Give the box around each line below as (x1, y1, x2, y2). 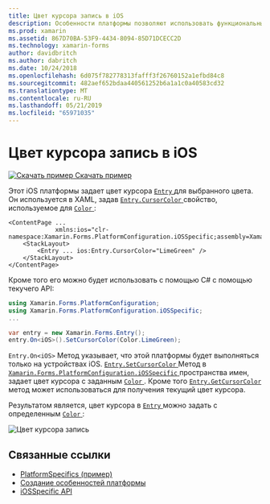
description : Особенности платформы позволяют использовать (8, 19, 215, 27)
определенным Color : (8, 409, 85, 419)
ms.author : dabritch (8, 57, 78, 65)
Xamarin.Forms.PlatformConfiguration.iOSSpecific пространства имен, (8, 368, 250, 378)
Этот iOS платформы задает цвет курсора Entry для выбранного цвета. (8, 186, 254, 196)
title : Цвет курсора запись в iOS (8, 11, 125, 20)
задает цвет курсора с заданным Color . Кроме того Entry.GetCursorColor (8, 376, 262, 386)
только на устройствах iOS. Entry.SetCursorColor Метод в (8, 359, 207, 369)
